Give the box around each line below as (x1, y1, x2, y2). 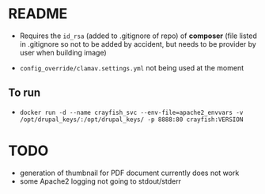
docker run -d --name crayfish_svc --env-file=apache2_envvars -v (19, 108, 244, 116)
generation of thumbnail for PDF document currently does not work (19, 168, 240, 177)
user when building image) (19, 48, 107, 57)
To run (8, 86, 41, 100)
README (8, 5, 68, 23)
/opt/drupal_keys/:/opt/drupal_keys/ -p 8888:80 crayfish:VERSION (19, 116, 244, 124)
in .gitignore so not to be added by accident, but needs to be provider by (19, 39, 257, 48)
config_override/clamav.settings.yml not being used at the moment (19, 63, 244, 72)
